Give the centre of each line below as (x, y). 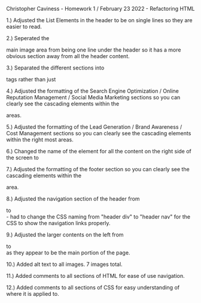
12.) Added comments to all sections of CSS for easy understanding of (93, 287)
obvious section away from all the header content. (68, 56)
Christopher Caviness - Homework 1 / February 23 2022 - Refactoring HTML (100, 9)
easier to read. (24, 27)
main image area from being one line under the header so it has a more (94, 50)
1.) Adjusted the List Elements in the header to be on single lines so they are (99, 20)
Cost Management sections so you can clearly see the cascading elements (99, 133)
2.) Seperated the (28, 38)
